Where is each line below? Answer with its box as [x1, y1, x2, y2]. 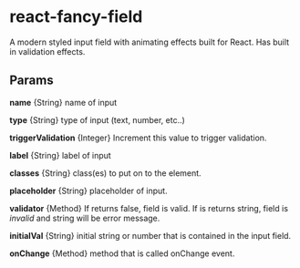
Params [9, 73, 54, 88]
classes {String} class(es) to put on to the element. [9, 167, 202, 179]
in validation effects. [9, 46, 86, 57]
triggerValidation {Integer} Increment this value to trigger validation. [9, 132, 267, 143]
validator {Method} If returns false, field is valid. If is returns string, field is [9, 202, 289, 213]
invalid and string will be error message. [9, 212, 160, 223]
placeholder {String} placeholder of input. [9, 185, 168, 196]
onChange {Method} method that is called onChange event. [9, 248, 235, 259]
